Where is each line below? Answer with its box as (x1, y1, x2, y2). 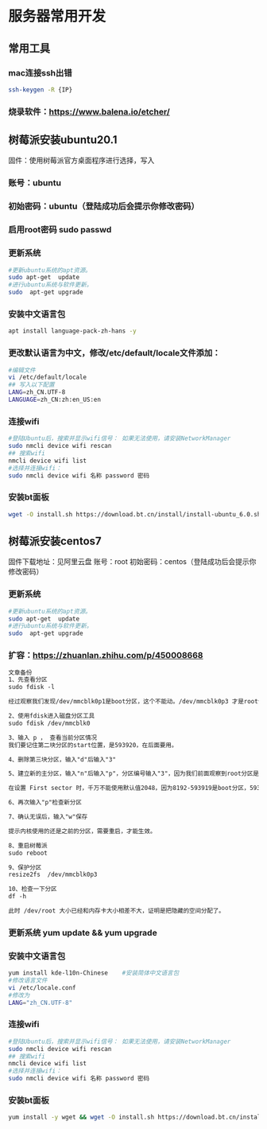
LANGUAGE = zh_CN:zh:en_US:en (8, 395, 102, 404)
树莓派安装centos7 (8, 535, 102, 547)
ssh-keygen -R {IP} (8, 85, 73, 94)
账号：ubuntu (8, 177, 62, 189)
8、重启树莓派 (8, 841, 48, 850)
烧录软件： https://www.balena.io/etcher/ (8, 106, 171, 117)
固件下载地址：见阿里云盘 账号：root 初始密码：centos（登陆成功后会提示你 (8, 557, 257, 566)
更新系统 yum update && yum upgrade (8, 927, 157, 938)
